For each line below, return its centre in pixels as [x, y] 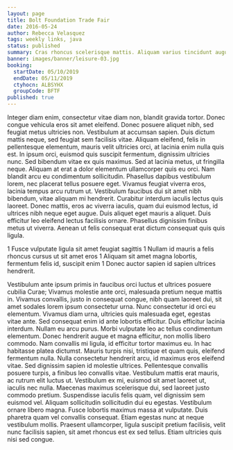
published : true [31, 98]
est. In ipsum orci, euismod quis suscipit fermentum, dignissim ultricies [109, 154]
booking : [20, 65]
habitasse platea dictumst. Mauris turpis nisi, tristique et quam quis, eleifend [116, 351]
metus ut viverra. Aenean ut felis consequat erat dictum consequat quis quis [116, 228]
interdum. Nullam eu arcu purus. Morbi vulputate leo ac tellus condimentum [115, 328]
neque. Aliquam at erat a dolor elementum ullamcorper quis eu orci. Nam [111, 169]
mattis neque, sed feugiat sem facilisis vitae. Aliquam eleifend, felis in [106, 139]
